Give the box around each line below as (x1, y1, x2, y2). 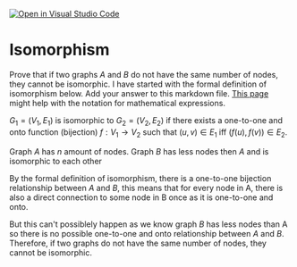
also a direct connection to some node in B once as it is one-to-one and (9, 192, 274, 203)
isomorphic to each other (9, 155, 103, 166)
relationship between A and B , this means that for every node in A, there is (9, 182, 284, 193)
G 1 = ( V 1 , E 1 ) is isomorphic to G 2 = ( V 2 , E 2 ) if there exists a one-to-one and (9, 114, 284, 128)
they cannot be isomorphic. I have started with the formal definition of (9, 79, 267, 89)
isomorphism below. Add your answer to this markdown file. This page (9, 88, 269, 98)
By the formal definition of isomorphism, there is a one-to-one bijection (9, 172, 272, 183)
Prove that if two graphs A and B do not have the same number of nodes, (9, 69, 279, 79)
